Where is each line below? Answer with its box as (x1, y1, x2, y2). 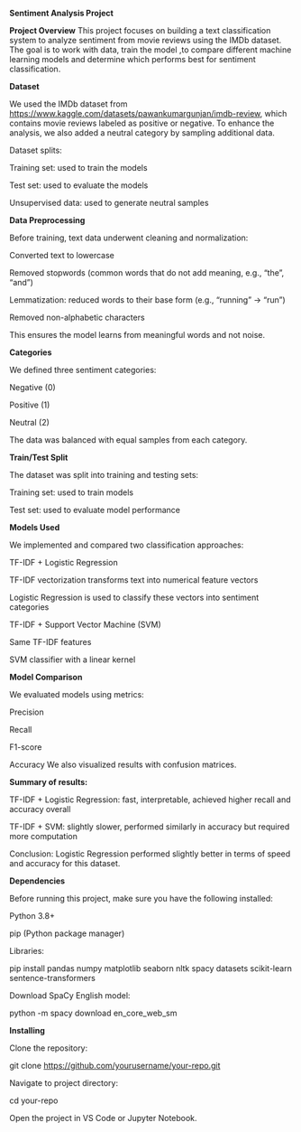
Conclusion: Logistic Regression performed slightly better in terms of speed (9, 848, 291, 859)
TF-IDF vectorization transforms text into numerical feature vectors (9, 575, 259, 585)
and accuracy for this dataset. (9, 858, 121, 868)
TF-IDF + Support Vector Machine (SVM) (9, 619, 162, 630)
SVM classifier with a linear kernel (9, 654, 136, 665)
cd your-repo (9, 1095, 59, 1106)
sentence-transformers (9, 973, 96, 983)
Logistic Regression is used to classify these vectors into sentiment (9, 592, 260, 603)
